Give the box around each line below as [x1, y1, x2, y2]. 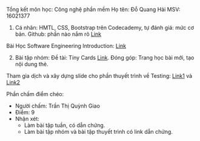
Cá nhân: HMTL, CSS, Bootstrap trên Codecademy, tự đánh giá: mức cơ [15, 24, 195, 31]
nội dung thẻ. [15, 61, 48, 67]
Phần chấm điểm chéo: [6, 91, 64, 97]
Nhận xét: [15, 115, 39, 122]
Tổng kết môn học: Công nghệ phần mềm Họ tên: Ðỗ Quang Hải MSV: [6, 6, 181, 13]
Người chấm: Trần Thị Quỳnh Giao [15, 102, 100, 109]
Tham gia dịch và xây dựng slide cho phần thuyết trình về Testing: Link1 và [6, 72, 193, 79]
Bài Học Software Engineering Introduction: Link [6, 43, 127, 49]
